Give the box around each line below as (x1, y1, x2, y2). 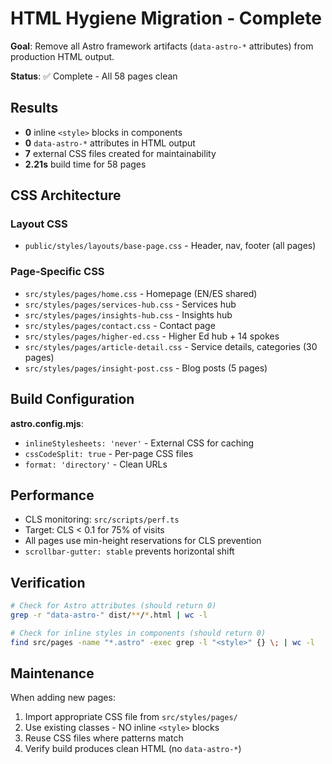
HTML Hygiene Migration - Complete (10, 7, 322, 30)
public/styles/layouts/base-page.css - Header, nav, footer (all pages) (24, 240, 317, 252)
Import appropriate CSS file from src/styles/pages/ (24, 711, 238, 723)
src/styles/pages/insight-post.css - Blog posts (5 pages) (24, 362, 268, 374)
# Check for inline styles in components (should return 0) (10, 628, 267, 638)
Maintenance (10, 665, 95, 682)
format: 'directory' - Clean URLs (24, 458, 168, 470)
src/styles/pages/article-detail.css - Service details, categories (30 (24, 340, 318, 352)
